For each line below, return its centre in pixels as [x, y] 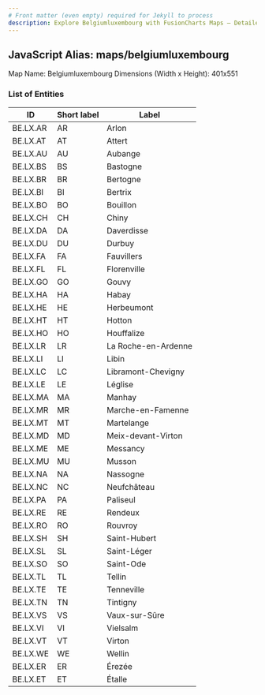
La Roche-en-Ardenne [149, 346]
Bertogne [124, 179]
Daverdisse [127, 230]
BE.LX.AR [30, 128]
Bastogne [124, 166]
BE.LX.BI [28, 192]
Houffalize [125, 333]
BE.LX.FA [29, 256]
